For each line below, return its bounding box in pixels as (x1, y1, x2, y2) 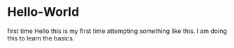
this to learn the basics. (7, 34, 75, 42)
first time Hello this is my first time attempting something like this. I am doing (7, 27, 227, 35)
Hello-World (7, 4, 80, 20)
